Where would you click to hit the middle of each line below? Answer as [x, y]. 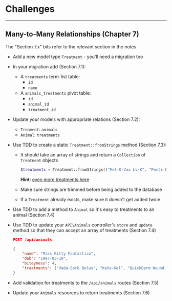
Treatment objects [39, 160]
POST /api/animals [32, 240]
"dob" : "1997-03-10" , [45, 259]
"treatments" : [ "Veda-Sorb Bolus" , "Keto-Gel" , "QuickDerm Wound [93, 268]
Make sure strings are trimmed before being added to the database [91, 189]
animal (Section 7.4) [34, 215]
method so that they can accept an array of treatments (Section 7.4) [84, 230]
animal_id [38, 104]
